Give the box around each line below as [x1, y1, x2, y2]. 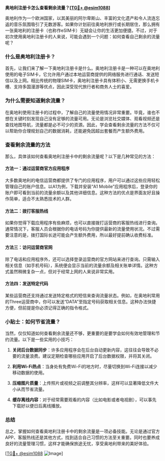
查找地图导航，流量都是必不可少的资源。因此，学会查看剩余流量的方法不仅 [5, 121, 156, 127]
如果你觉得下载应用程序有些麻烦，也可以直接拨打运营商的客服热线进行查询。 [5, 220, 160, 226]
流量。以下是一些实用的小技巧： [9, 337, 74, 342]
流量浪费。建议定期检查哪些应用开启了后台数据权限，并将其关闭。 [21, 353, 155, 359]
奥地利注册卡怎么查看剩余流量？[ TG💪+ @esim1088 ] [5, 5, 110, 10]
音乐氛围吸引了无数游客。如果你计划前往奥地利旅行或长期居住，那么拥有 [13, 22, 160, 27]
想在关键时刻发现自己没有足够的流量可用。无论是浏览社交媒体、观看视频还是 [5, 115, 160, 121]
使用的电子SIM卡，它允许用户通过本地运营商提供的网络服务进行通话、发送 [5, 71, 155, 78]
